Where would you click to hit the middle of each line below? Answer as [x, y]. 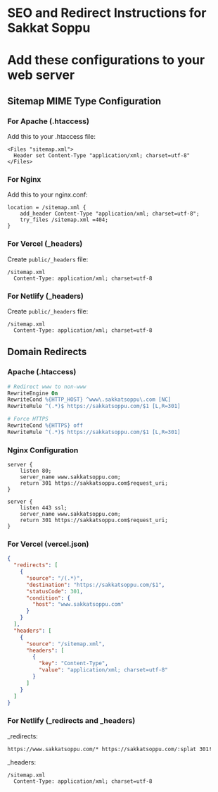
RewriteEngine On [33, 393]
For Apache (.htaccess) [49, 121]
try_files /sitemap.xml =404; [64, 220]
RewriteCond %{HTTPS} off [45, 426]
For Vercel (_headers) [45, 244]
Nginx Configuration [43, 450]
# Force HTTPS [28, 419]
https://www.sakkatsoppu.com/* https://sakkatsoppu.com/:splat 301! [110, 749]
